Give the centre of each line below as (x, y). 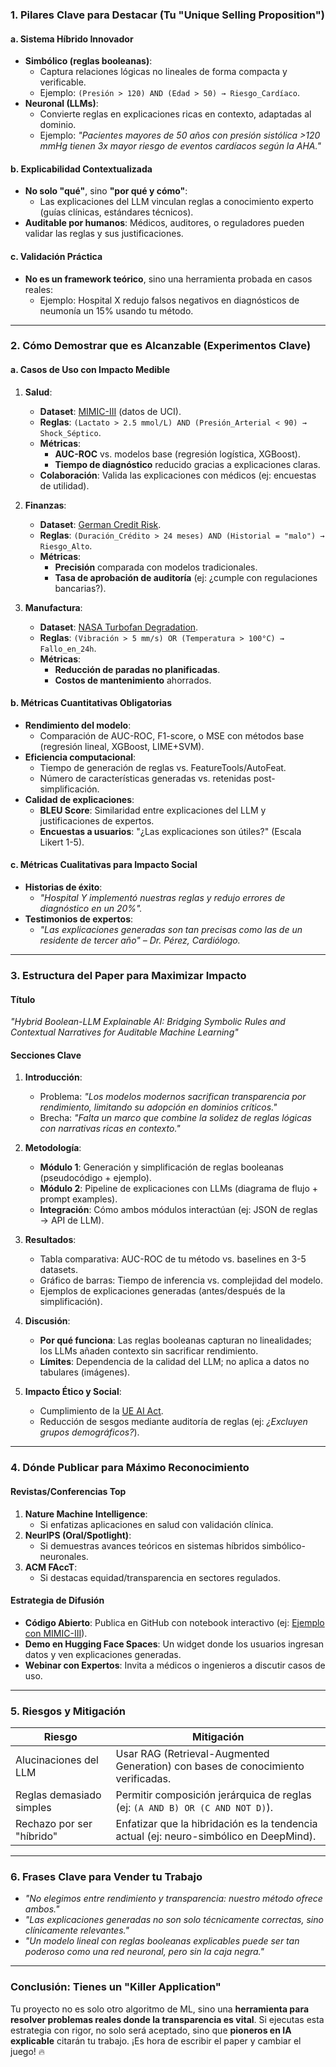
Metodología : (53, 1148)
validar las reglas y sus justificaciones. (104, 234)
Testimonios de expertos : (79, 919)
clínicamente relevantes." (77, 1930)
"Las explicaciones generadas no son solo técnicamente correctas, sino (174, 1920)
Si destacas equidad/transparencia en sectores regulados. (160, 1577)
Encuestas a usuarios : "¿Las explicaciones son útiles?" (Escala (170, 831)
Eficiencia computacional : (80, 757)
